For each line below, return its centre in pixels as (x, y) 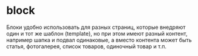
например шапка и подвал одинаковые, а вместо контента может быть (99, 40)
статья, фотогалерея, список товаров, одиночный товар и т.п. (87, 46)
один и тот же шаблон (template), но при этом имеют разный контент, (97, 33)
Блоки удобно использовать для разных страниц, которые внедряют (96, 27)
